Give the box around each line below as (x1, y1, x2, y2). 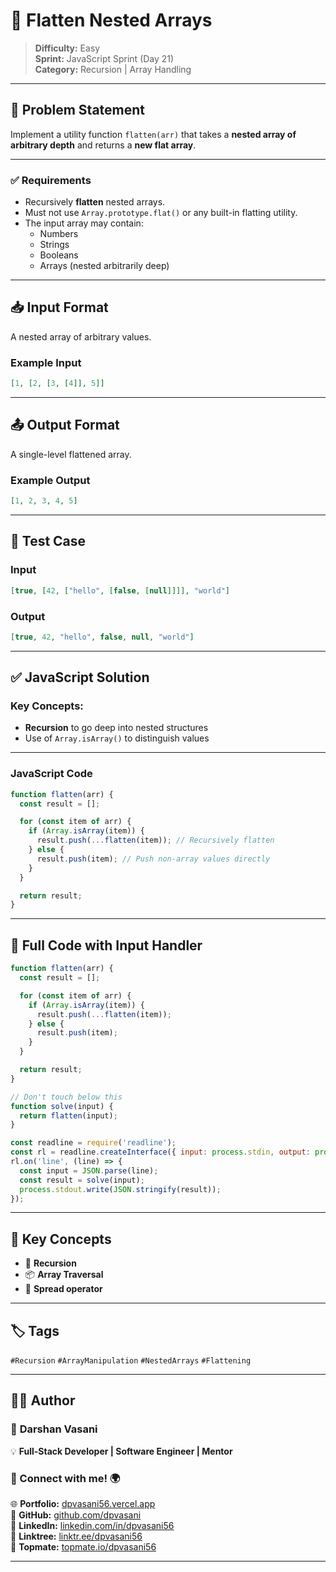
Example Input (10, 355, 82, 369)
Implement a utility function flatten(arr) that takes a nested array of (10, 128, 297, 140)
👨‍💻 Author (10, 1392, 76, 1409)
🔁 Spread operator (24, 1283, 103, 1295)
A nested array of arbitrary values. (10, 330, 152, 343)
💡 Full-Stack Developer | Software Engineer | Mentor (10, 1445, 233, 1457)
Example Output (10, 473, 91, 487)
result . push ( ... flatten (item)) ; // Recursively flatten (36, 835, 275, 846)
